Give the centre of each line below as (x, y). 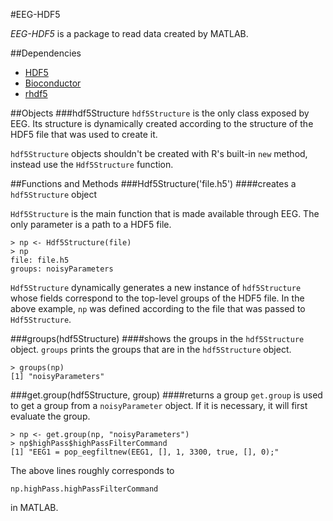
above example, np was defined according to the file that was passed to (158, 308)
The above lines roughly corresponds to (92, 470)
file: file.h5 (40, 260)
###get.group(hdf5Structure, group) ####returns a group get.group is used (166, 395)
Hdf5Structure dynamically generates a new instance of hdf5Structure (156, 287)
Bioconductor (53, 83)
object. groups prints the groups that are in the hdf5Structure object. (151, 349)
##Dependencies (46, 53)
